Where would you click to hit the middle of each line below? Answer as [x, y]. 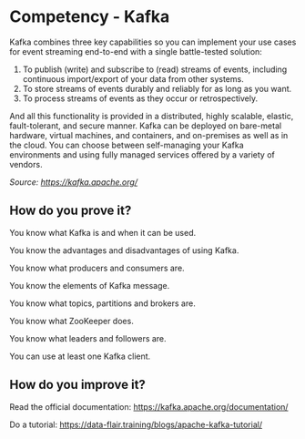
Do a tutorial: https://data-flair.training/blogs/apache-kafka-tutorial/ [136, 424]
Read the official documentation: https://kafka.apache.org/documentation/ [149, 406]
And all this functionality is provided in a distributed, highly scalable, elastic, [152, 116]
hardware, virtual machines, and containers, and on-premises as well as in [149, 135]
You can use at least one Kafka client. [80, 356]
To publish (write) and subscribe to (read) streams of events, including [155, 69]
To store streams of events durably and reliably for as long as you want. [157, 88]
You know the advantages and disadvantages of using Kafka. [124, 250]
